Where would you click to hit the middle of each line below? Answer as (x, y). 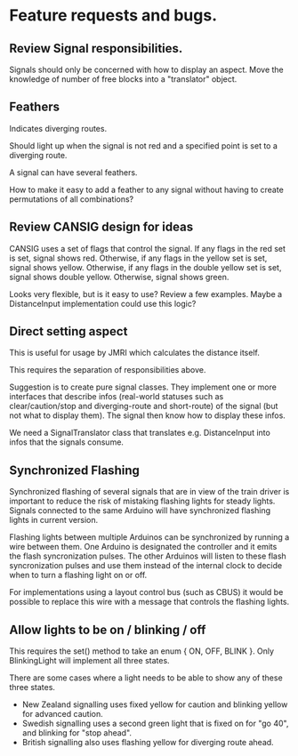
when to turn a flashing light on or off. (78, 575)
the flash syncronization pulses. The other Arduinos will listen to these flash (148, 556)
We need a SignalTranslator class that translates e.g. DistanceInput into (140, 433)
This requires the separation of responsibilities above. (108, 370)
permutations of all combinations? (72, 199)
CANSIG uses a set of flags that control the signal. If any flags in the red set (148, 248)
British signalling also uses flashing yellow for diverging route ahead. (148, 743)
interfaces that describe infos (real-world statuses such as (117, 397)
